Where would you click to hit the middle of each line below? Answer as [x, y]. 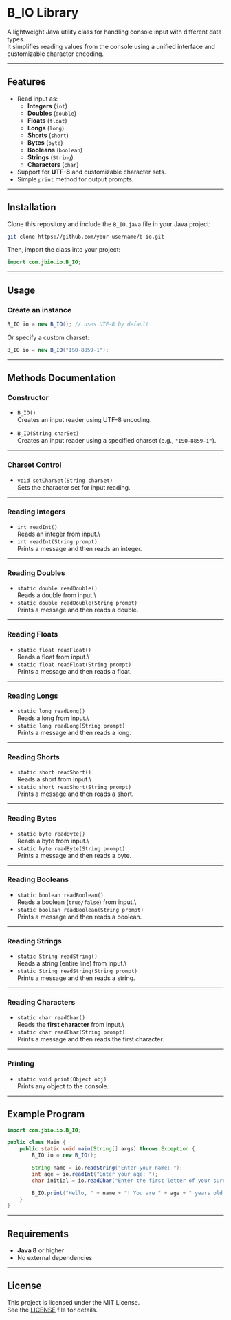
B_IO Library [43, 13]
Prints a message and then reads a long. [74, 732]
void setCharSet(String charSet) [65, 481]
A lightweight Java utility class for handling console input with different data [114, 32]
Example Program [46, 1114]
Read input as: [37, 99]
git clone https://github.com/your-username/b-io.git [86, 237]
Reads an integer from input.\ [58, 534]
